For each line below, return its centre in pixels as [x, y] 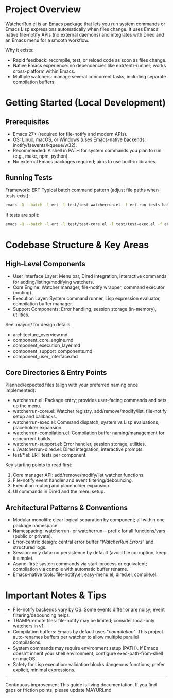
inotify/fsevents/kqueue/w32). [45, 145]
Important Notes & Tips [56, 595]
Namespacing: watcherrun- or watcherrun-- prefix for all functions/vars [89, 531]
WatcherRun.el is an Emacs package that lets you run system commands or [85, 24]
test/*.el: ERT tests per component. [50, 455]
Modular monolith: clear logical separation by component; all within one [89, 520]
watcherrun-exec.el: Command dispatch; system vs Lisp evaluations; [86, 422]
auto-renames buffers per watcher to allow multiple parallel [76, 637]
